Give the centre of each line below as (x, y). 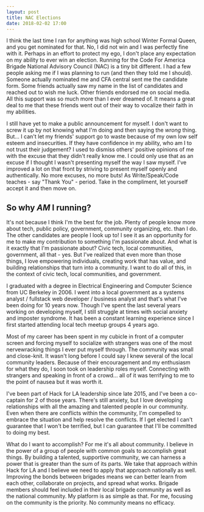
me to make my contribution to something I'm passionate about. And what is (102, 242)
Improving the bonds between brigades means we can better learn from (97, 477)
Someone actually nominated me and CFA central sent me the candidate (97, 79)
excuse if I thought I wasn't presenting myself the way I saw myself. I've (97, 163)
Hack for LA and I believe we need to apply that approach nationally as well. (101, 471)
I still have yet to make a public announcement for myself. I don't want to (97, 124)
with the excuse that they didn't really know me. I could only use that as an (100, 156)
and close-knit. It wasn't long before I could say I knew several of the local (100, 356)
